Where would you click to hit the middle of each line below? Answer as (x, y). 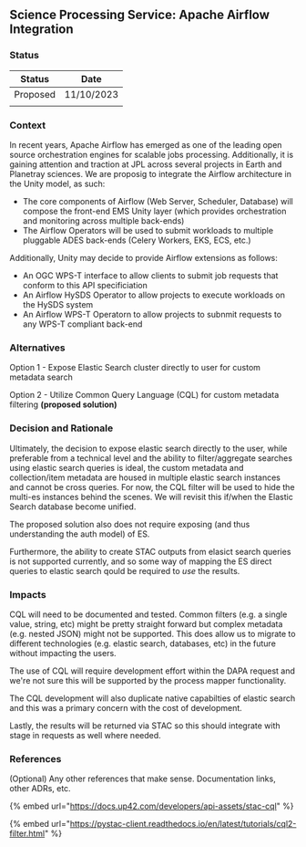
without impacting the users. (63, 653)
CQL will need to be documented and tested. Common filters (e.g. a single (148, 614)
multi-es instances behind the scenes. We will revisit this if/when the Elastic (151, 497)
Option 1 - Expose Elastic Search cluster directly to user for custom (135, 368)
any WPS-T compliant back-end (82, 324)
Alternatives (37, 348)
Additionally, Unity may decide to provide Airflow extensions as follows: (143, 257)
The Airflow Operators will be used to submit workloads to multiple (148, 230)
